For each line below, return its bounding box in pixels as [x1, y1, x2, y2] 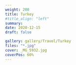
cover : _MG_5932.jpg [5, 47, 48, 53]
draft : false [5, 30, 32, 35]
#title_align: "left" [5, 16, 50, 21]
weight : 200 [5, 7, 29, 12]
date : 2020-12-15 [5, 25, 41, 30]
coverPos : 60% [5, 52, 34, 57]
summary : [5, 21, 23, 26]
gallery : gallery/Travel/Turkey [5, 39, 71, 44]
